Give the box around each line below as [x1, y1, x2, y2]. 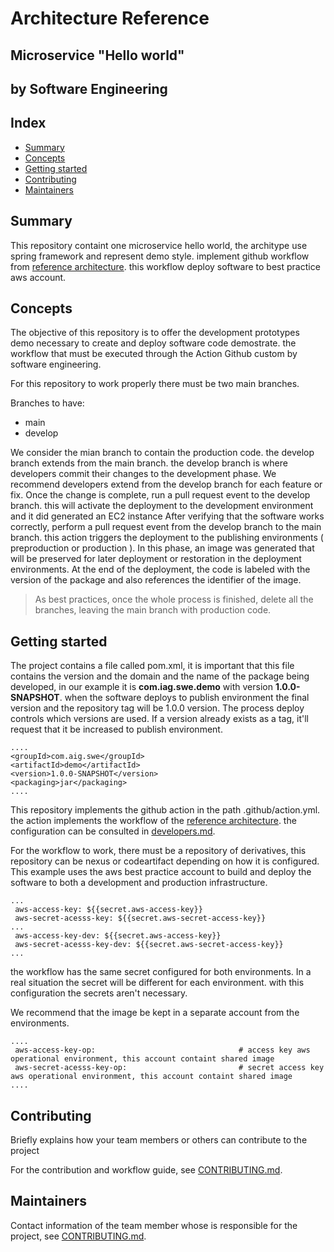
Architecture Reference [10, 7, 210, 30]
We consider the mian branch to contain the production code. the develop [10, 447, 315, 459]
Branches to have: [10, 397, 85, 409]
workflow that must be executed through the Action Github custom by [10, 348, 298, 360]
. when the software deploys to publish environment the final [59, 692, 310, 704]
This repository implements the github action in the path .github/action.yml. [10, 804, 321, 816]
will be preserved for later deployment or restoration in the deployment [10, 553, 302, 565]
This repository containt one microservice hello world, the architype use [10, 239, 308, 251]
